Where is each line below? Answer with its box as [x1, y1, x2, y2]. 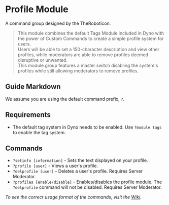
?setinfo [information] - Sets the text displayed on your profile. [12, 157, 148, 163]
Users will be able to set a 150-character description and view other [17, 46, 160, 52]
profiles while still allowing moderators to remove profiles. [17, 67, 139, 74]
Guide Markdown [5, 83, 61, 91]
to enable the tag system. [12, 129, 66, 135]
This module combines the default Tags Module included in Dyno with [17, 30, 164, 36]
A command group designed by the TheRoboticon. [5, 20, 111, 26]
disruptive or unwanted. [17, 57, 67, 63]
